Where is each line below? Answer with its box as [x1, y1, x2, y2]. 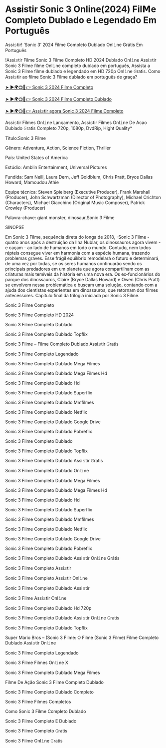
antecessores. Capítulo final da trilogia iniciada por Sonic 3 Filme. [5, 292, 140, 298]
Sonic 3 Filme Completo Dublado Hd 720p [5, 605, 92, 611]
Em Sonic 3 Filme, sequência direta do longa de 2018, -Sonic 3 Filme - [5, 234, 150, 240]
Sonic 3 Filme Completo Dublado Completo [5, 689, 94, 695]
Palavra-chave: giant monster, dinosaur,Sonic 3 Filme [5, 214, 115, 221]
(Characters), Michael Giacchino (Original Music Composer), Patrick [5, 199, 145, 206]
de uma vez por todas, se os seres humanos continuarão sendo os [5, 260, 142, 266]
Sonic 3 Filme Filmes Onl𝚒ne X [5, 659, 68, 665]
